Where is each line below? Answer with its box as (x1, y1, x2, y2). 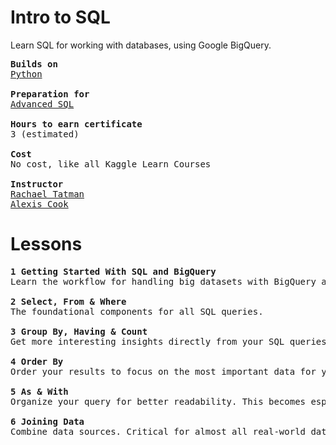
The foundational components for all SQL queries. (10, 306, 264, 317)
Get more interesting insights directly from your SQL (10, 336, 285, 347)
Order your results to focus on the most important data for (10, 366, 317, 377)
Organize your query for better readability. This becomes (10, 396, 307, 407)
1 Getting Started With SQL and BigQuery (10, 266, 217, 277)
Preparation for (10, 88, 90, 100)
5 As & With (10, 386, 69, 397)
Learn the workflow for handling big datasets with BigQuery (10, 276, 317, 287)
